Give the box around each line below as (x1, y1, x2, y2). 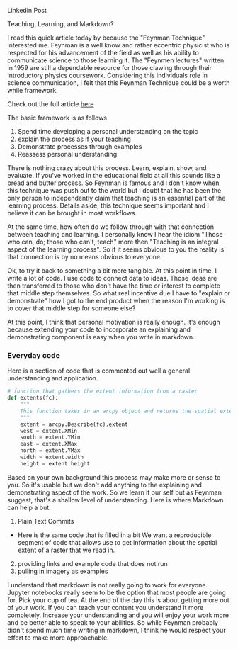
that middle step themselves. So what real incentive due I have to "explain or (7, 289, 231, 297)
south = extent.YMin (20, 434, 81, 441)
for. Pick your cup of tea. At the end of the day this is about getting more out (7, 595, 230, 604)
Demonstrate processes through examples (17, 142, 142, 151)
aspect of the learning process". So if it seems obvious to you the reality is (7, 245, 225, 254)
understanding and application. (7, 374, 98, 383)
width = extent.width (20, 453, 84, 461)
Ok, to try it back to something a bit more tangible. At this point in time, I (7, 266, 217, 275)
